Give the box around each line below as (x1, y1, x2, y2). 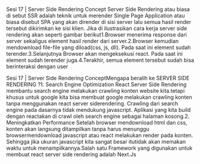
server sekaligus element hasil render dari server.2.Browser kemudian (6, 38, 179, 44)
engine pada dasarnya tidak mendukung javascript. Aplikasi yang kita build (6, 107, 191, 113)
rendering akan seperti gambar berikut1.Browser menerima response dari (6, 31, 187, 38)
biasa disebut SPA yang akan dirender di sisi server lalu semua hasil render (6, 19, 192, 25)
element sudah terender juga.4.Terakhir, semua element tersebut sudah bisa (6, 57, 195, 63)
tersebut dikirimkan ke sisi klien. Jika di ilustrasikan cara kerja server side (6, 25, 187, 32)
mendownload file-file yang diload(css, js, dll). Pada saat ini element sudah (6, 44, 191, 51)
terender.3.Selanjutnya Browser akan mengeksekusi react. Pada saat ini (6, 50, 183, 57)
